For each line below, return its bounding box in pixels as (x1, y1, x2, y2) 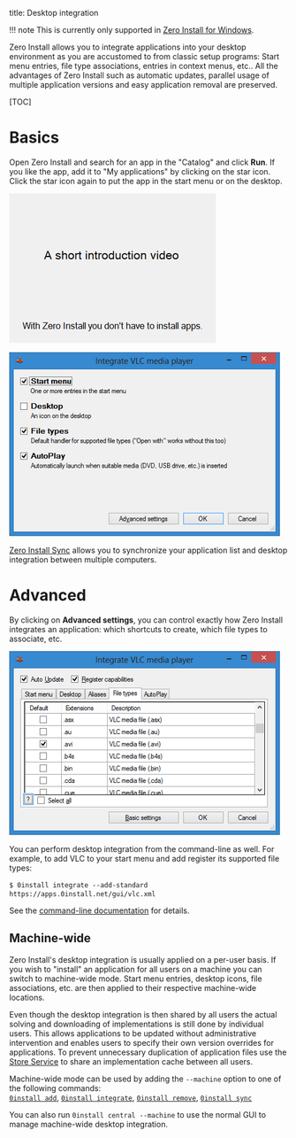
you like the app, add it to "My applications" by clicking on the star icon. (9, 166, 271, 176)
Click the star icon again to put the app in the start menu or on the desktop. (9, 175, 283, 186)
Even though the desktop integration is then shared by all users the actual (9, 1009, 277, 1019)
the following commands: (9, 1082, 102, 1093)
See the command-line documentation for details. (9, 905, 190, 916)
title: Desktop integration (9, 8, 99, 18)
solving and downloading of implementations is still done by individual (9, 1018, 264, 1029)
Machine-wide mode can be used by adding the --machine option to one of (9, 1073, 282, 1084)
